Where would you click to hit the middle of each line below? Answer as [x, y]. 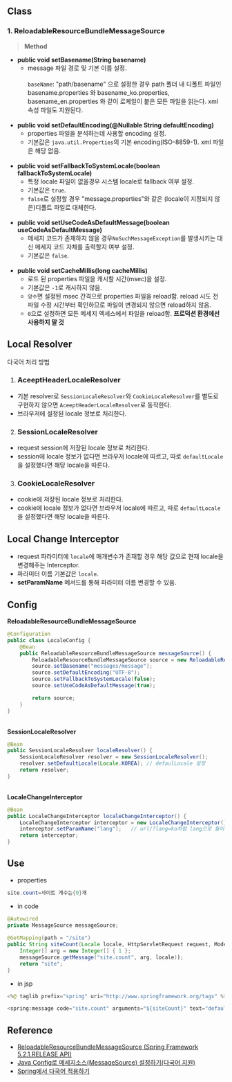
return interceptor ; [49, 835]
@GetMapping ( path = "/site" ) [49, 938]
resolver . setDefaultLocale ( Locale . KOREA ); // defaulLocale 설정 [113, 764]
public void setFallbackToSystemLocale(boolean [88, 166]
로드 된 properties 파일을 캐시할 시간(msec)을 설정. [97, 278]
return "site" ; [41, 964]
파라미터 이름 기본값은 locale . [58, 574]
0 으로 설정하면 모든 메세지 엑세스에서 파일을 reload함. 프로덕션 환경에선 [123, 313]
